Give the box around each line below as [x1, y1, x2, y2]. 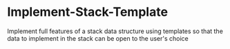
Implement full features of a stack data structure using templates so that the [7, 27, 223, 35]
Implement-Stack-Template [7, 4, 168, 20]
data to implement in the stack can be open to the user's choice [7, 34, 189, 42]
